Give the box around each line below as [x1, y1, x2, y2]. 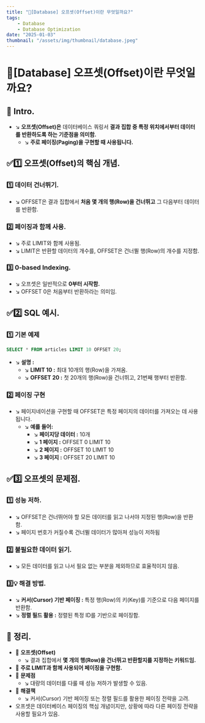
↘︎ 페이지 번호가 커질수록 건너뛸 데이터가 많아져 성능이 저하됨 [15, 528, 160, 536]
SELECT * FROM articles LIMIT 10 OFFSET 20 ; [6, 346, 122, 353]
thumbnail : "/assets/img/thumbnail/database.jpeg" [6, 37, 138, 44]
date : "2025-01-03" [6, 32, 56, 38]
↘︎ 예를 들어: [24, 423, 53, 431]
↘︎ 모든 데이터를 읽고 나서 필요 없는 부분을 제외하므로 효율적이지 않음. [15, 563, 179, 570]
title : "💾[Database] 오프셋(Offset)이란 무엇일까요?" [6, 9, 133, 15]
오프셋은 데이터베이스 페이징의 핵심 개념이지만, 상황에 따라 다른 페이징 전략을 [15, 703, 199, 710]
